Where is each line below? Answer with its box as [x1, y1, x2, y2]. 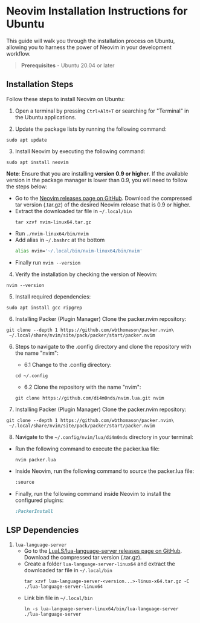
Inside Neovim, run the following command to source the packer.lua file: [15, 467, 195, 475]
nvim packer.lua [15, 457, 56, 463]
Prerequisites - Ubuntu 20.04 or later [21, 62, 115, 69]
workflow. [6, 50, 31, 57]
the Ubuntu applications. [15, 113, 77, 120]
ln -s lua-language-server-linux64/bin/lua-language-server [24, 606, 179, 612]
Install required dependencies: [15, 292, 91, 300]
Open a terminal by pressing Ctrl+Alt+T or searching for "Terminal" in [15, 107, 189, 114]
